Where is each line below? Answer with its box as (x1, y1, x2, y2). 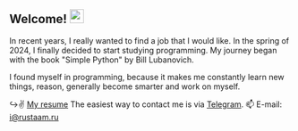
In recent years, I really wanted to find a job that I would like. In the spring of (9, 35, 290, 45)
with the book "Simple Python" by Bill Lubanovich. (9, 54, 194, 65)
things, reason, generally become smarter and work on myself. (9, 81, 241, 92)
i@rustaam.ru (9, 111, 60, 122)
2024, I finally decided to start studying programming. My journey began (9, 45, 277, 55)
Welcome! (9, 12, 67, 27)
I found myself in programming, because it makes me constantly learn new (9, 71, 285, 82)
